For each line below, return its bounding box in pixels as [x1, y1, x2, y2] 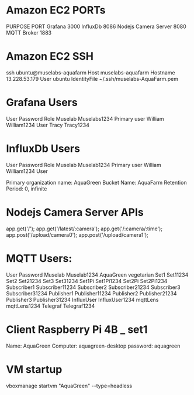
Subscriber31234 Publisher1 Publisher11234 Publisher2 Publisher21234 [6, 290, 177, 297]
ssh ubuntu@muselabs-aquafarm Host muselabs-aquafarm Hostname [6, 69, 175, 76]
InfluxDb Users [6, 142, 81, 155]
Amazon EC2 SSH [6, 50, 93, 63]
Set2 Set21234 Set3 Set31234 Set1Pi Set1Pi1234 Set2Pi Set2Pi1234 [6, 277, 168, 284]
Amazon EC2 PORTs [6, 4, 106, 17]
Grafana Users [6, 96, 78, 109]
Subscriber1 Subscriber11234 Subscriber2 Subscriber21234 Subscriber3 [6, 284, 181, 291]
